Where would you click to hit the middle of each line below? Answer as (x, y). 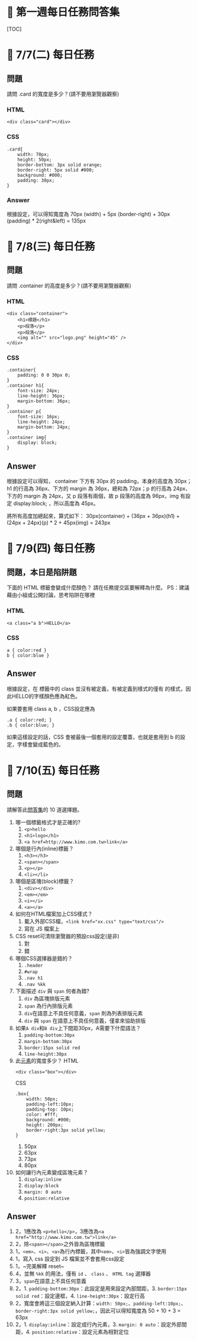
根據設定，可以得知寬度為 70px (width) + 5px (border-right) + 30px (88, 214)
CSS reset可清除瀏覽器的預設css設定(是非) (67, 936)
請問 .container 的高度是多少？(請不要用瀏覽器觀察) (69, 285)
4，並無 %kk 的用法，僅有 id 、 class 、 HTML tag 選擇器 (83, 1274)
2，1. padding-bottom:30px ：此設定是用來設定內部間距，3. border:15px (101, 1289)
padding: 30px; (36, 180)
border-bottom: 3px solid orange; (60, 165)
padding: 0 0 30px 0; (44, 375)
